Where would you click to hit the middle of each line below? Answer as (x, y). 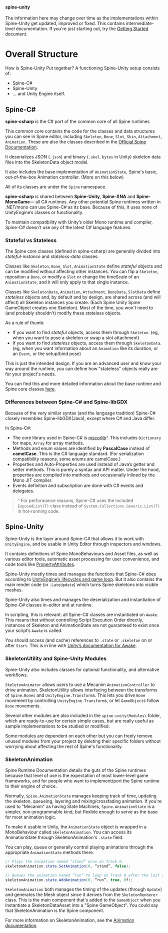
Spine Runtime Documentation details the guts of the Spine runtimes (76, 770)
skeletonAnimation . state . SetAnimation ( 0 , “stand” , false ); (68, 866)
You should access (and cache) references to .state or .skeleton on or (79, 640)
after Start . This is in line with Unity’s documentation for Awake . (71, 645)
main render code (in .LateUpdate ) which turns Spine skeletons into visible (82, 584)
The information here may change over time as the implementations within (82, 18)
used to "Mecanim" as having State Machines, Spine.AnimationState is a (80, 806)
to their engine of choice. (31, 786)
